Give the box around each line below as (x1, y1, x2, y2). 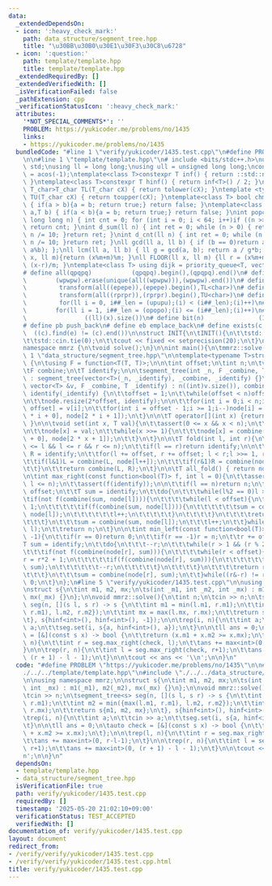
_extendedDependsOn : (15, 19, 85, 28)
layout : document (8, 835, 67, 843)
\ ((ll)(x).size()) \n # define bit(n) (23, 313, 205, 322)
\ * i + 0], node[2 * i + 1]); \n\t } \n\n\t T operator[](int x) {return (23, 412, 266, 421)
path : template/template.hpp (23, 58, 121, 66)
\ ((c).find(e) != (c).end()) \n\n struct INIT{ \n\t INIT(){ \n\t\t (23, 329, 249, 337)
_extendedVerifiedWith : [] (15, 80, 107, 88)
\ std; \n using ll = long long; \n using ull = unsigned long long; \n (23, 163, 255, 171)
